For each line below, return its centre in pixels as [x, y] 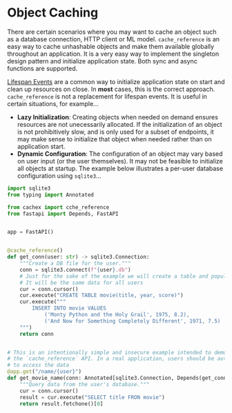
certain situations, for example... [53, 103]
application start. [41, 146]
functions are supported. [42, 68]
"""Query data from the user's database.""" [85, 384]
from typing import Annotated [51, 194]
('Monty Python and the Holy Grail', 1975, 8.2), [117, 315]
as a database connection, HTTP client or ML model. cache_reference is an [113, 39]
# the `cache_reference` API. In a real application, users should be [111, 359]
